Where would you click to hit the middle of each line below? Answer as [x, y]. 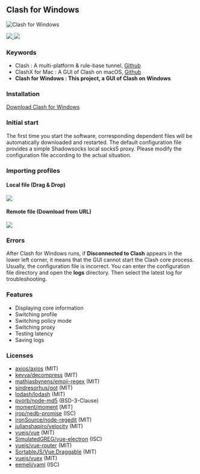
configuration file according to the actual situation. [69, 155]
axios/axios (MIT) [36, 368]
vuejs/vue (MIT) [35, 432]
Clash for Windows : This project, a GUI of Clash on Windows [93, 78]
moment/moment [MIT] [44, 407]
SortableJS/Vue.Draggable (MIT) [56, 452]
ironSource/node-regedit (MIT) [53, 419]
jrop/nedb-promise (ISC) [45, 413]
